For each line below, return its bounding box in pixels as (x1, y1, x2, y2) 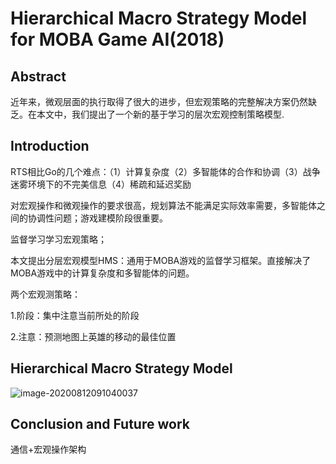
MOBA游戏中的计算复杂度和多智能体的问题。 (10, 267, 195, 279)
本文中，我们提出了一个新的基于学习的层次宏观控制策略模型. (36, 108, 285, 120)
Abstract (10, 68, 67, 85)
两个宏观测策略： (10, 288, 81, 300)
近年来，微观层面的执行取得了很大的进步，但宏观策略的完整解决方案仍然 (10, 96, 308, 107)
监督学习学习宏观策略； (10, 233, 107, 245)
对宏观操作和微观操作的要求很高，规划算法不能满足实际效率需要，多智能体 (10, 199, 317, 211)
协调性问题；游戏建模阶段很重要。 (27, 212, 168, 224)
